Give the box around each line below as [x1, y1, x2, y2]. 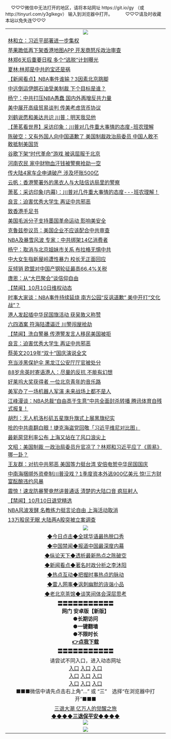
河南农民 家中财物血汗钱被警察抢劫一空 [8, 159, 101, 167]
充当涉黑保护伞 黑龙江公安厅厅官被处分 [8, 359, 101, 366]
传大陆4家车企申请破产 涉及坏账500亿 [8, 169, 99, 176]
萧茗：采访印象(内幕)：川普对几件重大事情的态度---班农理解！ [8, 188, 159, 195]
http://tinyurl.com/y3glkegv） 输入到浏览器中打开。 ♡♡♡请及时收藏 [5, 11, 162, 17]
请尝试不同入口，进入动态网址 [49, 657, 121, 664]
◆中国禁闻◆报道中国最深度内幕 [47, 542, 124, 549]
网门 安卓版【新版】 [62, 607, 109, 614]
